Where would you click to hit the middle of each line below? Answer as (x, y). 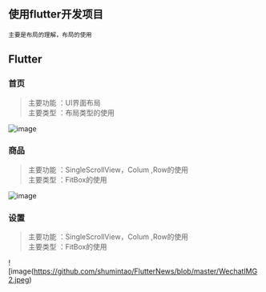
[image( (21, 271)
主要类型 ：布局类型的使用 (71, 112)
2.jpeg (19, 280)
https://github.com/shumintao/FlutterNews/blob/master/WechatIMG (145, 271)
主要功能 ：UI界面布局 (64, 102)
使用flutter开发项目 (56, 14)
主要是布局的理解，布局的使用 (50, 34)
